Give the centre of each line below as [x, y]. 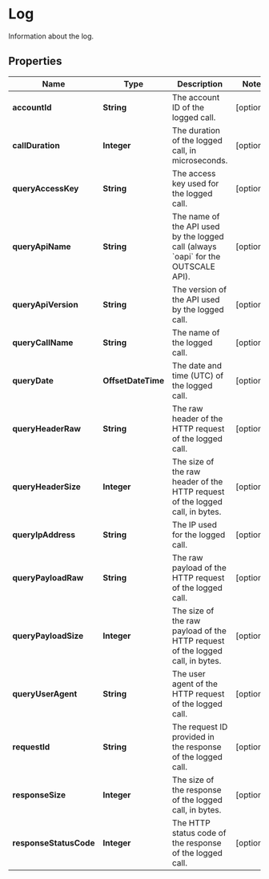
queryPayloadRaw [48, 577]
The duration [196, 130]
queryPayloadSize [48, 636]
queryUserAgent [45, 693]
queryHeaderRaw [47, 428]
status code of [199, 833]
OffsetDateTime [134, 380]
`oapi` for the [196, 256]
